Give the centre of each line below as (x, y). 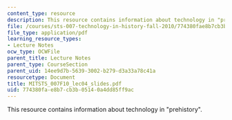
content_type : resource (41, 13)
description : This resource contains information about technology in (111, 20)
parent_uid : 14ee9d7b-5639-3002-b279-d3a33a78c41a (81, 71)
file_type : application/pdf (48, 33)
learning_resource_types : (44, 39)
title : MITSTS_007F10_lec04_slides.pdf (65, 84)
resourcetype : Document (41, 77)
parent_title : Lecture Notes (49, 58)
